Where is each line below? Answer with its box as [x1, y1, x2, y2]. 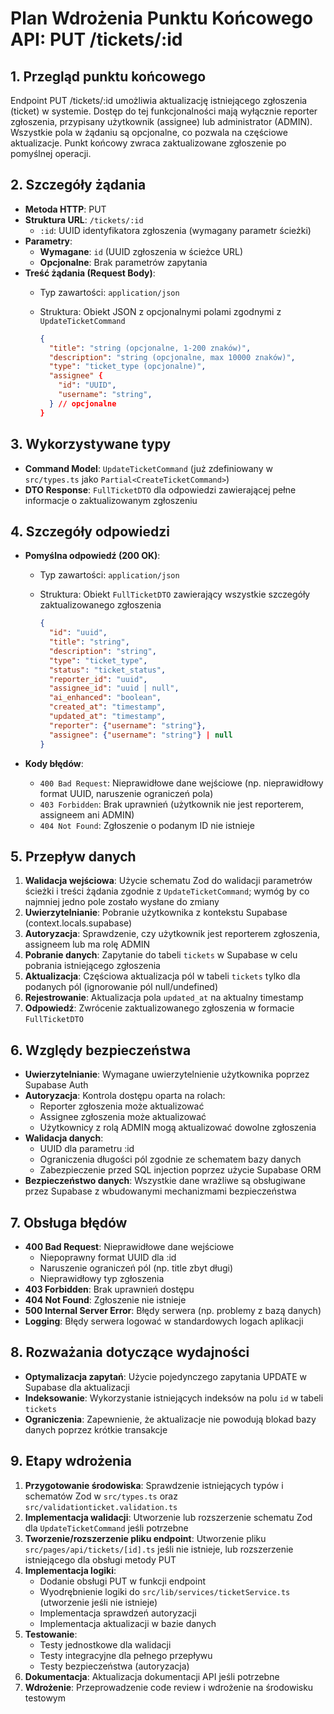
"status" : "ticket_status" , [48, 665, 167, 675]
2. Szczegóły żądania [10, 177, 147, 194]
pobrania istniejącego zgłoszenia [24, 960, 161, 972]
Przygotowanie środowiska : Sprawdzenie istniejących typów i [24, 1479, 284, 1491]
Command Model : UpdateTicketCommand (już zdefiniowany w [24, 462, 273, 474]
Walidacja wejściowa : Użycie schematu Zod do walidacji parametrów [24, 875, 313, 887]
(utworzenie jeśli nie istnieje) [39, 1596, 158, 1608]
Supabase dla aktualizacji [24, 1381, 130, 1393]
